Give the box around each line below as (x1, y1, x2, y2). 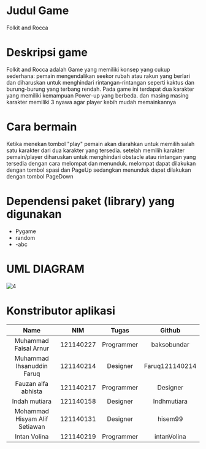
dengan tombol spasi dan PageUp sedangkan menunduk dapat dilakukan (6, 166, 191, 174)
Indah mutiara (12, 397, 52, 405)
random (15, 234, 36, 241)
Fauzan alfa (15, 379, 49, 388)
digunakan (6, 207, 62, 221)
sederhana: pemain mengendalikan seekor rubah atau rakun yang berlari (6, 72, 190, 80)
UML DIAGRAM (6, 262, 85, 276)
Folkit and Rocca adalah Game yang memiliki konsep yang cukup (6, 66, 170, 73)
